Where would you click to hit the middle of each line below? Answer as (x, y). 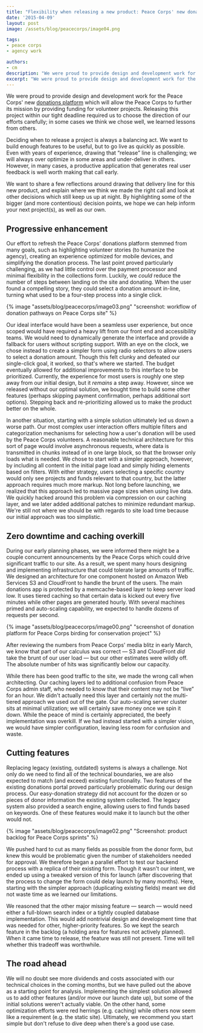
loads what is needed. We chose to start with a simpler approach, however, (100, 459)
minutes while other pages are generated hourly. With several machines (96, 602)
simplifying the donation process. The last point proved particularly (90, 263)
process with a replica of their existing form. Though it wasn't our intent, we (101, 868)
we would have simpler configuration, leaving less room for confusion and (98, 727)
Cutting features (38, 753)
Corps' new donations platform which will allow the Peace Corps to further (99, 102)
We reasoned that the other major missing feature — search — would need (99, 906)
